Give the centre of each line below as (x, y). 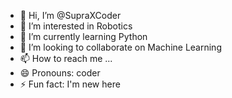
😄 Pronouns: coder (60, 73)
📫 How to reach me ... (66, 58)
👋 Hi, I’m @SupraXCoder (70, 15)
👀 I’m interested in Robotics (76, 26)
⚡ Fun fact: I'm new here (70, 84)
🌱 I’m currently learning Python (83, 36)
